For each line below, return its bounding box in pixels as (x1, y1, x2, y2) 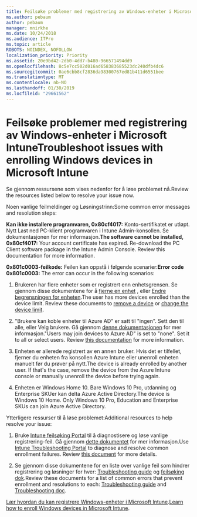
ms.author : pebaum (6, 14, 51, 20)
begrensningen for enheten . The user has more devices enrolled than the (14, 293, 190, 301)
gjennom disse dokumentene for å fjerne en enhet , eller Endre (14, 287, 166, 294)
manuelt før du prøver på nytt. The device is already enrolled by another (14, 360, 188, 367)
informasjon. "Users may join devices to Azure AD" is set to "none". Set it (14, 330, 189, 337)
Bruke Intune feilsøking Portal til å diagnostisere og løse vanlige (14, 432, 168, 439)
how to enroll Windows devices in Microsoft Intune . (6, 504, 130, 512)
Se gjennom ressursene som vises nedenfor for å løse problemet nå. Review (6, 185, 189, 192)
